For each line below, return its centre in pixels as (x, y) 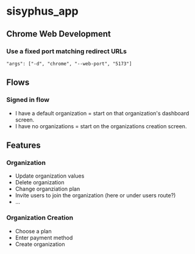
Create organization (40, 244)
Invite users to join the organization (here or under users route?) (95, 195)
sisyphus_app (42, 11)
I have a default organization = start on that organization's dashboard (102, 113)
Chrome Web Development (58, 34)
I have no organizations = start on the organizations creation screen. (101, 126)
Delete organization (40, 183)
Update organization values (50, 176)
